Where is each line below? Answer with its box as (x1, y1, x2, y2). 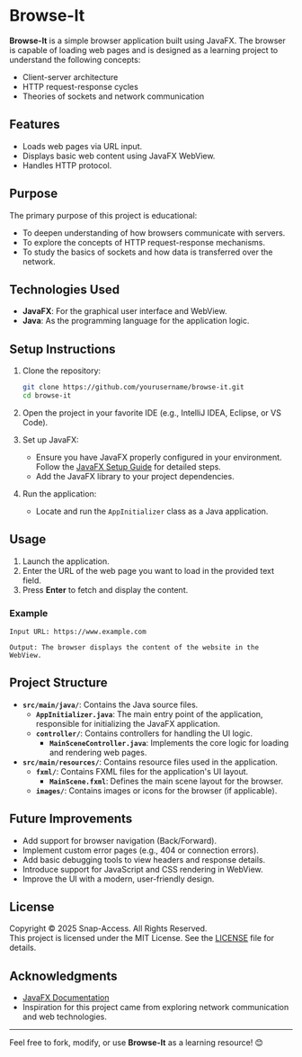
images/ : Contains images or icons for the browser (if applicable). (35, 784, 278, 796)
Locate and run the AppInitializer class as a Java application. (35, 506, 269, 516)
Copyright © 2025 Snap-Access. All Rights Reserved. (9, 923, 208, 934)
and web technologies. (22, 1011, 108, 1022)
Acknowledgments (9, 968, 119, 983)
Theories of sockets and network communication (22, 91, 205, 102)
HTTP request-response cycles (22, 81, 139, 92)
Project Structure (9, 676, 108, 691)
